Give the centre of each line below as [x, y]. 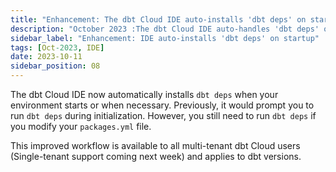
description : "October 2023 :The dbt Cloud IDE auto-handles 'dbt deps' [165, 29]
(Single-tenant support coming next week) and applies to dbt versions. [156, 156]
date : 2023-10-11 [46, 57]
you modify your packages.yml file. [81, 126]
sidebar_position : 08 [55, 66]
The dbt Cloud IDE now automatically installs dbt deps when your [144, 94]
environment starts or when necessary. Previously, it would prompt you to [162, 105]
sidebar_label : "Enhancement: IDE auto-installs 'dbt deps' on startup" [165, 38]
